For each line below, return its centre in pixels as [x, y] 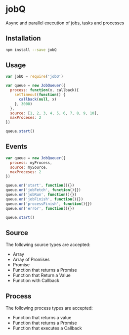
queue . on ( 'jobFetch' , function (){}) [43, 190]
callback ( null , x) [38, 99]
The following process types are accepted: [49, 308]
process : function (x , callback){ [44, 90]
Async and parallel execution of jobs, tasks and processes [65, 23]
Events [17, 147]
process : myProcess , [31, 163]
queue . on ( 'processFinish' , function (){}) [49, 204]
